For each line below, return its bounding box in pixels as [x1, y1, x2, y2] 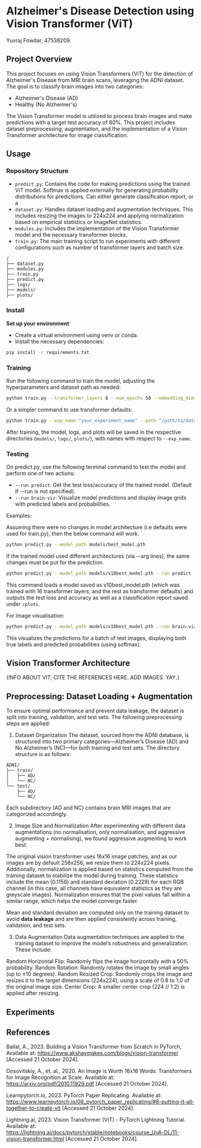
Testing [6, 449, 29, 458]
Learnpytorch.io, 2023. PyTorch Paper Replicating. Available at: [6, 1092, 162, 1099]
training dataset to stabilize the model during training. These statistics [6, 872, 178, 879]
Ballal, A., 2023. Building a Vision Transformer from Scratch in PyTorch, [6, 1043, 182, 1050]
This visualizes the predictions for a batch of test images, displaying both [6, 634, 187, 642]
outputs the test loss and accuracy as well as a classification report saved [6, 594, 188, 601]
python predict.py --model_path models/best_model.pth [6, 541, 146, 548]
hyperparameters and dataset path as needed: [6, 383, 121, 391]
